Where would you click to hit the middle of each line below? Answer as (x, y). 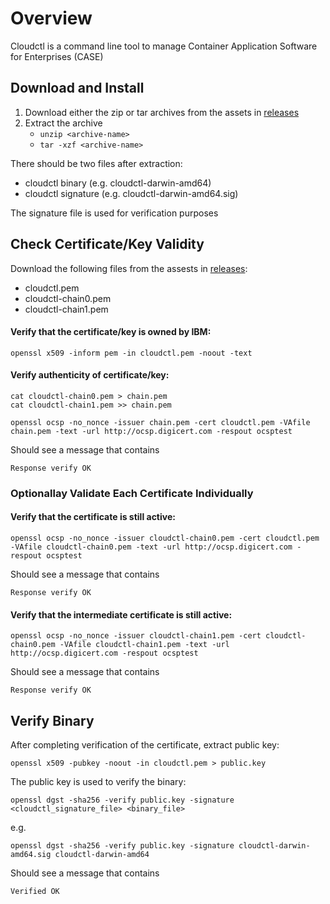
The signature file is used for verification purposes (114, 213)
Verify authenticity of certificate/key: (90, 375)
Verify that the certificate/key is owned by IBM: (111, 332)
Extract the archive (63, 123)
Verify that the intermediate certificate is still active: (121, 614)
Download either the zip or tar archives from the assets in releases (162, 112)
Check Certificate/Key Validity (107, 244)
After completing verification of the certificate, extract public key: (145, 745)
